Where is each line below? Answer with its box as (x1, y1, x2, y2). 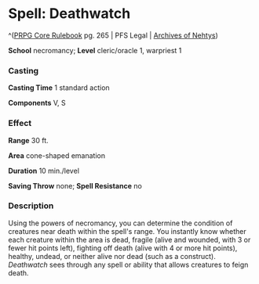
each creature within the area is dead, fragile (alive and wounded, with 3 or (8, 235, 251, 244)
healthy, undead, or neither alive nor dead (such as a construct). (8, 251, 216, 261)
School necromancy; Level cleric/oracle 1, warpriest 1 (8, 45, 182, 55)
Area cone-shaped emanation (8, 150, 106, 160)
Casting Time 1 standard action (8, 83, 110, 92)
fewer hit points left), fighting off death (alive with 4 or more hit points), (8, 243, 238, 253)
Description (8, 200, 54, 211)
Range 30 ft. (8, 135, 49, 145)
